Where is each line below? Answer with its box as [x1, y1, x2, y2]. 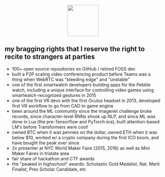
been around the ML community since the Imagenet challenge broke [11, 108, 152, 114]
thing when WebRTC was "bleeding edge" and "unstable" [11, 76, 130, 82]
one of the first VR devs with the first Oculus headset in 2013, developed [11, 97, 161, 103]
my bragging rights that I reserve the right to [4, 45, 145, 53]
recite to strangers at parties [4, 53, 95, 61]
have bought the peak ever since [11, 140, 80, 146]
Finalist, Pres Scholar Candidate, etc [11, 166, 86, 172]
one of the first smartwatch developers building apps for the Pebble [11, 82, 151, 88]
